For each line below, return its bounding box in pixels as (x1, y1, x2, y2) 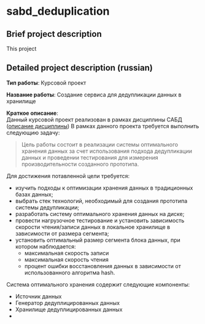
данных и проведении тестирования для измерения (21, 153, 158, 161)
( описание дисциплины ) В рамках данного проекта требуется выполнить (6, 122, 199, 129)
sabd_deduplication (6, 4, 110, 18)
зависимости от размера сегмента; (15, 229, 109, 237)
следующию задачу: (6, 129, 60, 136)
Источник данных (15, 293, 62, 300)
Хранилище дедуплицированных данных (15, 306, 123, 313)
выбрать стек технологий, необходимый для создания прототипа (15, 197, 188, 204)
